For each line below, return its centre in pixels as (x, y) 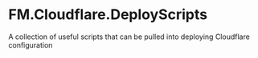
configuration (31, 44)
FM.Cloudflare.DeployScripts (108, 15)
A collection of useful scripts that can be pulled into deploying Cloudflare (129, 37)
